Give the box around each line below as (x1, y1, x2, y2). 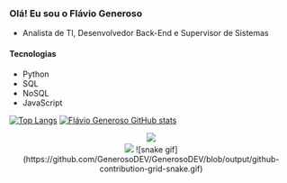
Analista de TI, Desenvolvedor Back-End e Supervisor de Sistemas (22, 28, 270, 39)
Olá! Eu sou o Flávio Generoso (9, 7, 142, 20)
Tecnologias (9, 48, 57, 59)
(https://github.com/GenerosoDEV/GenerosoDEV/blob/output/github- (22, 153, 280, 164)
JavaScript (22, 97, 63, 108)
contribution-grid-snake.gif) (99, 163, 203, 174)
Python (22, 69, 49, 79)
